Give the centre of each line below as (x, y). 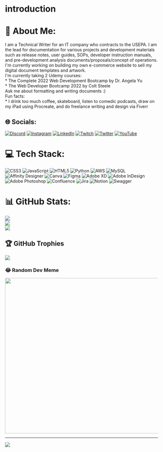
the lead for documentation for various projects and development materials (80, 50)
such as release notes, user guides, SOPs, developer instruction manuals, (79, 55)
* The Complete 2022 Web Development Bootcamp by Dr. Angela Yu (74, 81)
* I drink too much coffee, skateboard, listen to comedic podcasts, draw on (80, 101)
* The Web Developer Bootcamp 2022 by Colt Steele (58, 86)
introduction (31, 9)
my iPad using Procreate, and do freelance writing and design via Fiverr (77, 107)
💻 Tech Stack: (35, 154)
